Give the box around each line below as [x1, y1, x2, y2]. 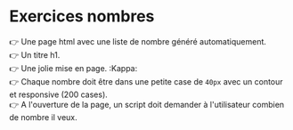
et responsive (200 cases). [9, 89, 109, 100]
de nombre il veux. [9, 111, 77, 122]
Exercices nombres [9, 6, 155, 27]
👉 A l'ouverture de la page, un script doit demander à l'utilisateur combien [9, 99, 285, 110]
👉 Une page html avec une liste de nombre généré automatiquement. [9, 36, 267, 46]
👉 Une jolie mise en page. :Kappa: [9, 62, 138, 73]
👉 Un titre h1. [9, 49, 61, 60]
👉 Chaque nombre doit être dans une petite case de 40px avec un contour [9, 76, 283, 86]
